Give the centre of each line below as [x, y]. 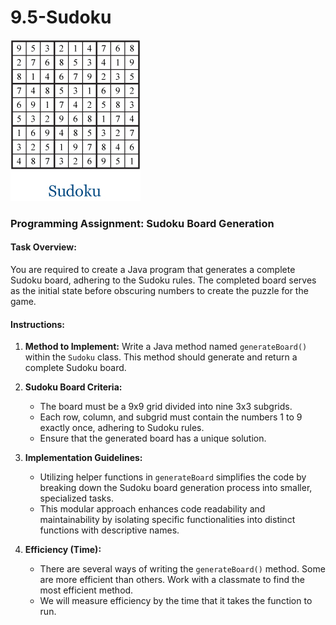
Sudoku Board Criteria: [73, 387]
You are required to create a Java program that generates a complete [153, 270]
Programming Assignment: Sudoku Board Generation [142, 223]
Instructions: [38, 324]
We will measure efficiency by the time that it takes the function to [176, 601]
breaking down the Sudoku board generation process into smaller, [176, 488]
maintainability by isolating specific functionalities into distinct [167, 520]
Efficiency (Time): [63, 550]
